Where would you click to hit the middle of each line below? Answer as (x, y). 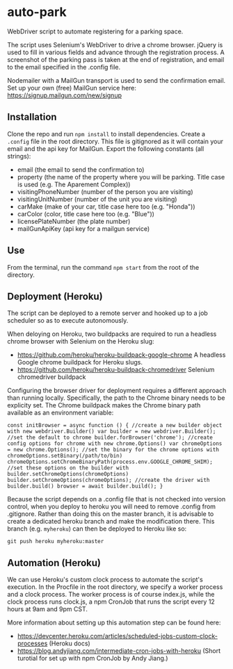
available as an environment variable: (61, 413)
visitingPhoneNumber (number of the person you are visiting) (105, 191)
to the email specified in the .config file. (64, 67)
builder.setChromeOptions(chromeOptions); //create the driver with (109, 481)
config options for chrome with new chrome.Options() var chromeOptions (115, 444)
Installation (32, 117)
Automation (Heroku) (54, 563)
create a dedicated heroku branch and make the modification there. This (111, 522)
